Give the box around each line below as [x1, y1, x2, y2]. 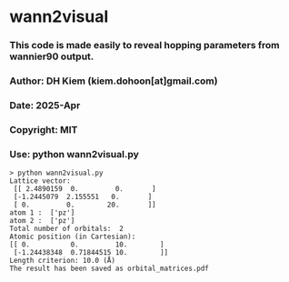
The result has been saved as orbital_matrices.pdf [9, 264, 209, 274]
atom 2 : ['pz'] [9, 217, 75, 226]
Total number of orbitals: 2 [9, 225, 125, 234]
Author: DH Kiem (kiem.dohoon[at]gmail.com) [9, 75, 218, 87]
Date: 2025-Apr [9, 98, 81, 111]
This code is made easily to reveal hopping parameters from [9, 39, 280, 52]
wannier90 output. [9, 50, 95, 63]
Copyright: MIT [9, 123, 78, 136]
